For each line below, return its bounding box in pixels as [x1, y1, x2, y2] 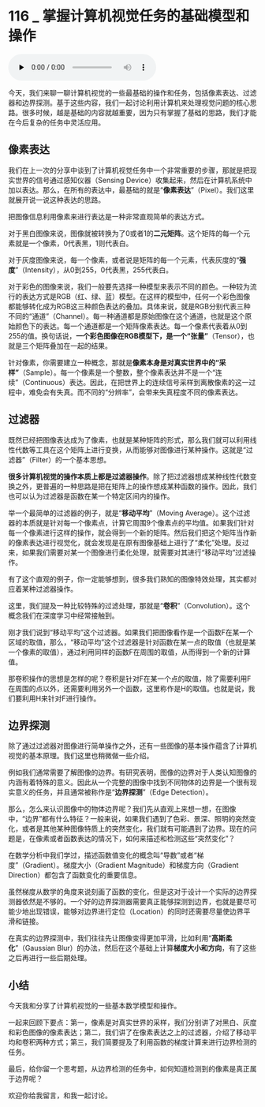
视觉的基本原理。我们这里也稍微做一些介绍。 [8, 751, 154, 761]
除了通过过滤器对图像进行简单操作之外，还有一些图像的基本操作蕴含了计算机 [8, 741, 257, 750]
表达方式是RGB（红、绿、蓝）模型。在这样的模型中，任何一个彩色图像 [21, 291, 251, 301]
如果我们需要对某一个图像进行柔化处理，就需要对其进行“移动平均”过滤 [21, 548, 250, 557]
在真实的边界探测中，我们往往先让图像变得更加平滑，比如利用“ [8, 933, 212, 943]
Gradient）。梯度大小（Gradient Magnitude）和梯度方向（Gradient [24, 861, 239, 870]
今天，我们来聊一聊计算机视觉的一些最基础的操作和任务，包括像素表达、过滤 [8, 88, 257, 97]
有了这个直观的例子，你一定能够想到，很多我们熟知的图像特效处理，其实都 [8, 574, 250, 584]
